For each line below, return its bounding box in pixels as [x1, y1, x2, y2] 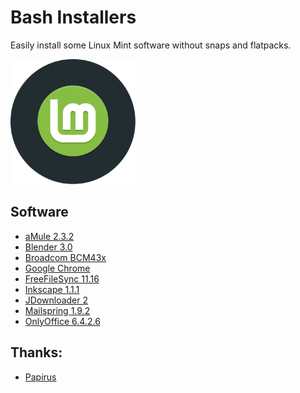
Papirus [24, 371, 57, 383]
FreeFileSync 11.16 [24, 272, 100, 285]
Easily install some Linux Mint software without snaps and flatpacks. [10, 39, 292, 51]
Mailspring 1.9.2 [24, 304, 91, 316]
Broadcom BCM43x [24, 251, 107, 263]
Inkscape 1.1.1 [24, 283, 80, 295]
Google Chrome [24, 262, 91, 274]
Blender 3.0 [24, 241, 73, 253]
